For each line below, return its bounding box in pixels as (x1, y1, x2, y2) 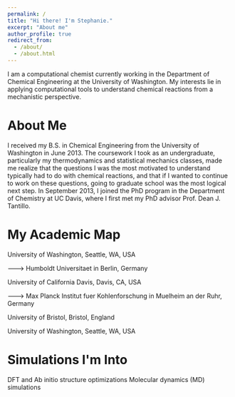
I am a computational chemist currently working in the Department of (7, 69, 210, 78)
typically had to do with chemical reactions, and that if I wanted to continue (7, 171, 228, 180)
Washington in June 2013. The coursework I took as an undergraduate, (7, 148, 216, 157)
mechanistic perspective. (7, 92, 82, 100)
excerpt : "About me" (7, 24, 69, 31)
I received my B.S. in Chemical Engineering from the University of (7, 140, 199, 150)
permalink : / (7, 10, 46, 18)
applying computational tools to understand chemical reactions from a (7, 85, 214, 93)
